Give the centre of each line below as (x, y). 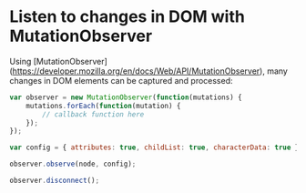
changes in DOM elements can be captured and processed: (122, 80)
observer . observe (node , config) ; (73, 164)
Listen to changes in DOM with (127, 17)
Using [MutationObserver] (58, 61)
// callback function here (93, 114)
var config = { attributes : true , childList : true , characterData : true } (154, 147)
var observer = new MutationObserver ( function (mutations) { (126, 97)
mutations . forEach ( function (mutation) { (103, 106)
